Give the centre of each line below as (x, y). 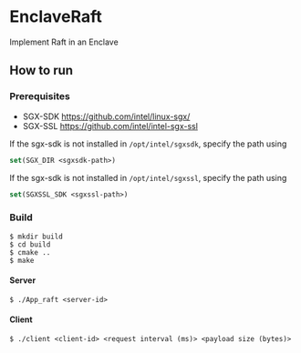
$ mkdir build (36, 237)
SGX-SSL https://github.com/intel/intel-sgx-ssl (110, 126)
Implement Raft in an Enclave (64, 42)
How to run (42, 71)
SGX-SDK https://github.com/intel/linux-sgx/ (106, 116)
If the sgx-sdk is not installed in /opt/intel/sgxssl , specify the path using (148, 177)
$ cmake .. (30, 252)
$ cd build (30, 244)
